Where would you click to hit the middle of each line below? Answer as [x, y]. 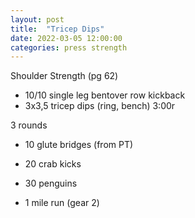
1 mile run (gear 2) [62, 203]
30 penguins [51, 183]
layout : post [37, 19]
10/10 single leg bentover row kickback [105, 95]
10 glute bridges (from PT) [79, 145]
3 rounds [29, 125]
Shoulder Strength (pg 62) [64, 76]
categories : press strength [69, 47]
